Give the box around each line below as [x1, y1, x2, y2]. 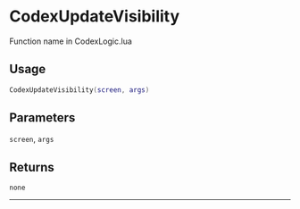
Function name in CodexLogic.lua [9, 36, 132, 46]
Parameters [9, 110, 76, 126]
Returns [9, 159, 55, 175]
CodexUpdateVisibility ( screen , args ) [9, 85, 150, 95]
